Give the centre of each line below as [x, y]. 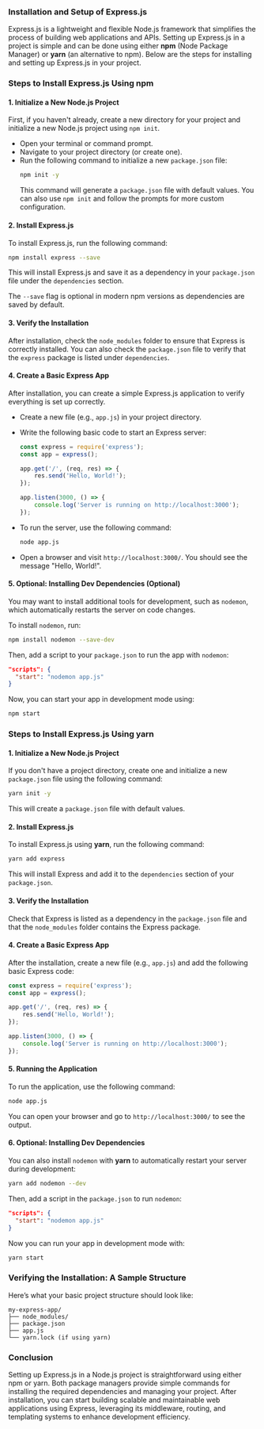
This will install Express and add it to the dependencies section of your [121, 874]
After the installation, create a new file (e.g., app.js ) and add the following [128, 963]
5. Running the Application [53, 1069]
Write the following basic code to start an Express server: [113, 432]
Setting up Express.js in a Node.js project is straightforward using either [125, 1374]
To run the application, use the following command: [92, 1086]
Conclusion [31, 1357]
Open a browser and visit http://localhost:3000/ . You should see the [133, 557]
